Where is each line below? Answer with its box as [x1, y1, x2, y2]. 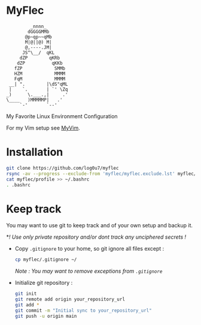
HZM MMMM [14, 70, 66, 77]
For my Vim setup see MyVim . [6, 124, 80, 131]
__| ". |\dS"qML [8, 81, 68, 87]
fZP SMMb [14, 65, 66, 71]
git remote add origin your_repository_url [14, 296, 126, 303]
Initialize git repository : [14, 279, 73, 287]
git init [14, 291, 37, 297]
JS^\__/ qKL [22, 49, 55, 56]
